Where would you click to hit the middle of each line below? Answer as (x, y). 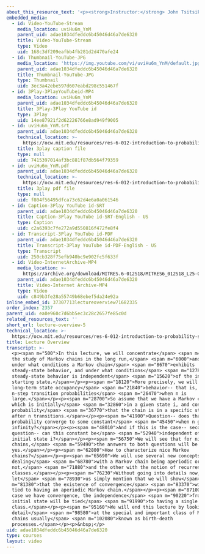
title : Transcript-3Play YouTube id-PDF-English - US (87, 245)
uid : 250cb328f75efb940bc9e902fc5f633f (68, 257)
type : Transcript (39, 251)
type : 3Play (32, 114)
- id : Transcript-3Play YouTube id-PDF (63, 234)
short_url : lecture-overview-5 (46, 325)
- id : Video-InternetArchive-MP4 (54, 263)
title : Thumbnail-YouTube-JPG (56, 75)
